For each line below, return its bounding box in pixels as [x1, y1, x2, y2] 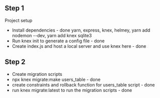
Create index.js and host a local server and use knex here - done [12, 43, 146, 49]
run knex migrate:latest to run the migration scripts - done [12, 87, 132, 93]
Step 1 [5, 4, 25, 13]
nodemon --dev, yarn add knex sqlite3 [12, 32, 92, 38]
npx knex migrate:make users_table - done [12, 76, 101, 82]
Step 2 [5, 58, 26, 66]
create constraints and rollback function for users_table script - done [12, 81, 155, 87]
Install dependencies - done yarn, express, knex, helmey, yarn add [12, 27, 150, 33]
